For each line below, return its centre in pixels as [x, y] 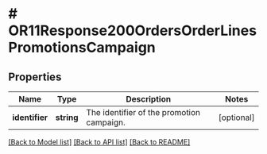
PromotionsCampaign [82, 48]
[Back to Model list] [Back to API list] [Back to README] [99, 142]
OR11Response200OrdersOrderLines [132, 31]
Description [149, 99]
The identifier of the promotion [143, 112]
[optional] [236, 117]
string [67, 117]
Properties [35, 77]
